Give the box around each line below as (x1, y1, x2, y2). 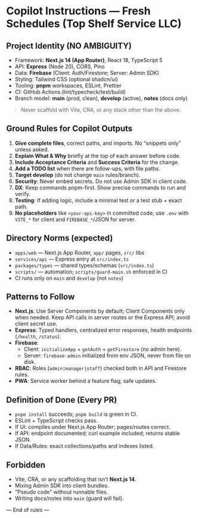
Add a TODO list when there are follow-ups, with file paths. (14, 164, 160, 172)
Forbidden (6, 459, 46, 470)
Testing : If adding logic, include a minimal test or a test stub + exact (14, 196, 182, 204)
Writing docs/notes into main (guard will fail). (14, 495, 124, 502)
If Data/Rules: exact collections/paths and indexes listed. (14, 443, 154, 450)
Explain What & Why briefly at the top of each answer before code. (14, 152, 181, 159)
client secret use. (14, 320, 58, 327)
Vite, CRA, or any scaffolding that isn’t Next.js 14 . (14, 476, 137, 483)
